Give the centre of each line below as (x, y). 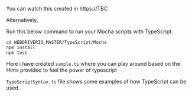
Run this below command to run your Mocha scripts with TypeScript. (90, 31)
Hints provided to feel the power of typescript (61, 70)
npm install (21, 47)
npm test (17, 53)
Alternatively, (22, 20)
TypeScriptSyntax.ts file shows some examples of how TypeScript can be (96, 81)
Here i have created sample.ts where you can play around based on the (93, 64)
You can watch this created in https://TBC (57, 9)
